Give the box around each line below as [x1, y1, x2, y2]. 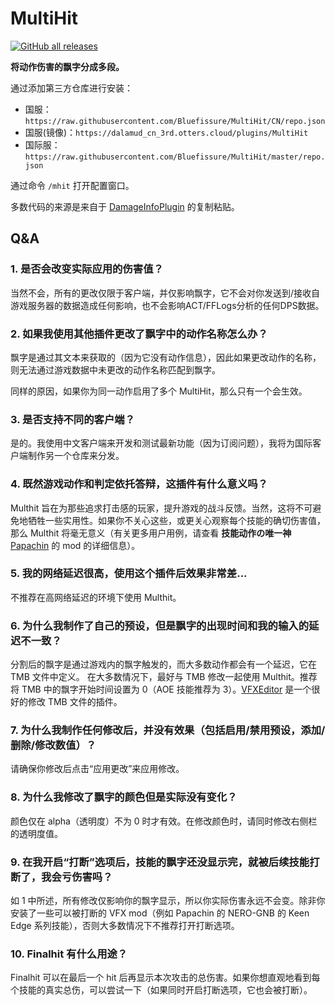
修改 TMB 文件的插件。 [27, 696, 123, 708]
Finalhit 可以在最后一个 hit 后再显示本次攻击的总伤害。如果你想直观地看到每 [10, 972, 321, 984]
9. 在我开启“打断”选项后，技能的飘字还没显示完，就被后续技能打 [10, 855, 320, 869]
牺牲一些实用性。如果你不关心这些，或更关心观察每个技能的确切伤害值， [27, 514, 326, 526]
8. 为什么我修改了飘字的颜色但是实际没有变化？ [10, 790, 238, 804]
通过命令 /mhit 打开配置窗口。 [10, 179, 135, 191]
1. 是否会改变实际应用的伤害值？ [10, 262, 164, 276]
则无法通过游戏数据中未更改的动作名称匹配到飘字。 [10, 363, 221, 376]
